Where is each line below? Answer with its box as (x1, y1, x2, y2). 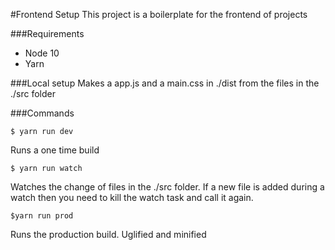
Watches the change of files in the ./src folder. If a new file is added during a (10, 181, 325, 193)
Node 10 (24, 47, 60, 59)
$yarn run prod (10, 211, 74, 221)
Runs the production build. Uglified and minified (10, 229, 207, 240)
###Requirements (10, 28, 85, 39)
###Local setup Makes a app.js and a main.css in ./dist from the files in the (10, 77, 320, 89)
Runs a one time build (10, 144, 100, 156)
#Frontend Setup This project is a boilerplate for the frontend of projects (10, 9, 308, 20)
